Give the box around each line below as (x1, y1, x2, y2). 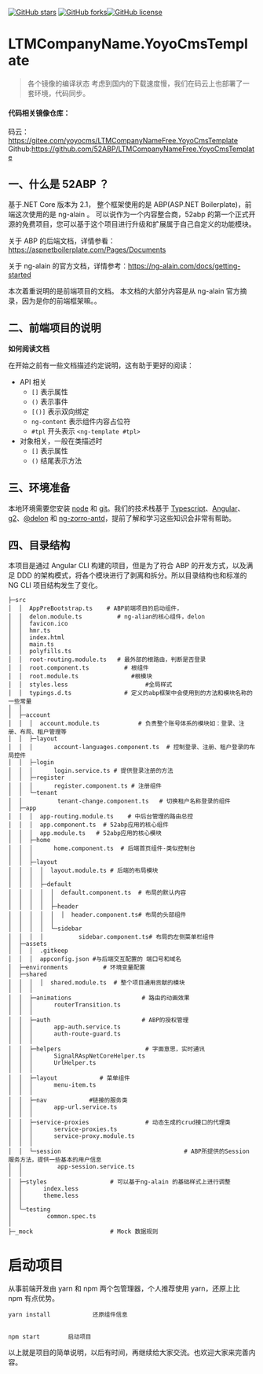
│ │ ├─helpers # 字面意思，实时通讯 (8, 1045, 206, 1054)
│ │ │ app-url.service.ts (8, 1103, 118, 1111)
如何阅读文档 (8, 343, 49, 353)
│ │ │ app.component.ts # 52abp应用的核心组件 (8, 821, 169, 829)
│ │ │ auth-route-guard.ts (8, 1030, 122, 1038)
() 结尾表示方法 (31, 456, 82, 465)
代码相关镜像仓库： (8, 108, 71, 117)
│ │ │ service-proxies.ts (8, 1125, 118, 1133)
